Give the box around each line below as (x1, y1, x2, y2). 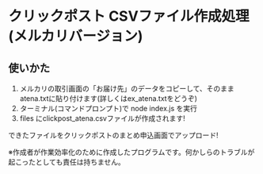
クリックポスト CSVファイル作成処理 (8, 7, 250, 25)
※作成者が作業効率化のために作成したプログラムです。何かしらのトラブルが (8, 148, 255, 157)
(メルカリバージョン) (8, 27, 143, 45)
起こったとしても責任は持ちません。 (8, 157, 125, 167)
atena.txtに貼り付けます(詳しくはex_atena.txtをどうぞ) (19, 94, 198, 103)
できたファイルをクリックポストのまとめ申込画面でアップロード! (8, 130, 219, 140)
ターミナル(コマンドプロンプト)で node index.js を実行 (19, 104, 198, 113)
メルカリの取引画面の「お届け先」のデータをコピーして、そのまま (19, 84, 235, 93)
